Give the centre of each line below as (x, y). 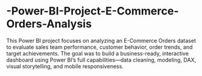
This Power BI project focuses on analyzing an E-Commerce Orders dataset (101, 40)
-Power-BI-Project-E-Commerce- (93, 11)
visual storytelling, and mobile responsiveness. (65, 66)
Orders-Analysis (49, 24)
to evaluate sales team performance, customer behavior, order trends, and (99, 47)
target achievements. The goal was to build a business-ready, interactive (98, 53)
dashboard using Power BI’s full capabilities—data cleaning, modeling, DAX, (101, 60)
